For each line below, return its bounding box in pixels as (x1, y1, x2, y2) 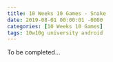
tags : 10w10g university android (7, 29, 103, 37)
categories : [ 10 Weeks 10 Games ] (7, 23, 103, 30)
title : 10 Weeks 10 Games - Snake (7, 10, 107, 17)
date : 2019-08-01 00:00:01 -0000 (7, 17, 103, 23)
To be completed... (7, 48, 61, 56)
